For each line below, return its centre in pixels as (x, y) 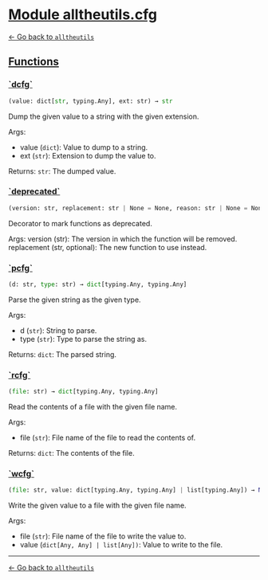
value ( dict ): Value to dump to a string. (84, 147)
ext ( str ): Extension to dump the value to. (88, 155)
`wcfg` (21, 473)
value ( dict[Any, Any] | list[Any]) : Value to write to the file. (121, 545)
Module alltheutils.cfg (83, 15)
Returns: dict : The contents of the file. (71, 453)
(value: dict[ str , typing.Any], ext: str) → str (91, 101)
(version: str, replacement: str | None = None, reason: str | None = (128, 208)
